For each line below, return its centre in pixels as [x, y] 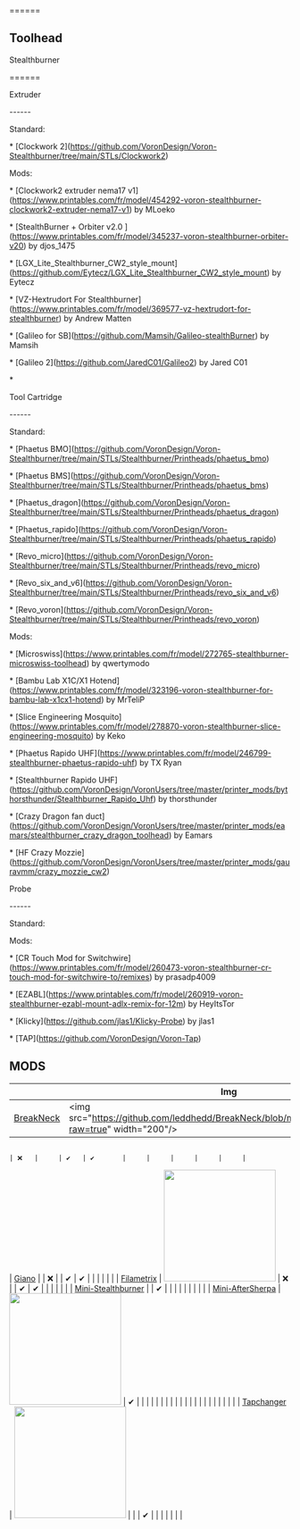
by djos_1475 [52, 246]
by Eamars [193, 835]
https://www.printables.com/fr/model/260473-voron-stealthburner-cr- [142, 967]
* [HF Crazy [31, 852]
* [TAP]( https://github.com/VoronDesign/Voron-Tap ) [105, 1038]
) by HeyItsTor [208, 1003]
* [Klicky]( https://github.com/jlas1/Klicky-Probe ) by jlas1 [112, 1021]
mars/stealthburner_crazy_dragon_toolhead [89, 835]
